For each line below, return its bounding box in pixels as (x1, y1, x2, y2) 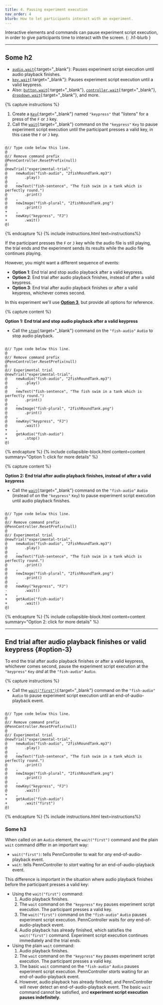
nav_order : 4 (5, 12, 32, 17)
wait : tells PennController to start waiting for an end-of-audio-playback (12, 862, 155, 868)
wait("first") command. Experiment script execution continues (19, 932, 148, 938)
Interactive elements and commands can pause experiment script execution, (5, 30, 158, 36)
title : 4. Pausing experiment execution (5, 7, 88, 12)
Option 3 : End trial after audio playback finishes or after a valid (12, 285, 138, 291)
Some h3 (5, 826, 27, 833)
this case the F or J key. (12, 132, 60, 138)
